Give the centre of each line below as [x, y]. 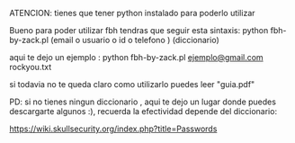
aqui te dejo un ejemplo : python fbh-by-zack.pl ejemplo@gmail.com [136, 57]
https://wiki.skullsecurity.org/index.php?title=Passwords [113, 129]
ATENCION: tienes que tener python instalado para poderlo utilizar [132, 13]
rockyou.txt [31, 67]
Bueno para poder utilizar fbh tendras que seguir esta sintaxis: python [139, 30]
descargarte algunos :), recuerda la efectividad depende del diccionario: [143, 111]
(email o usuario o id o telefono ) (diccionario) [135, 40]
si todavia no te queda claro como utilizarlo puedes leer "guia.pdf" [132, 84]
